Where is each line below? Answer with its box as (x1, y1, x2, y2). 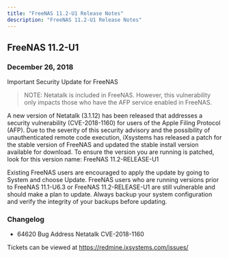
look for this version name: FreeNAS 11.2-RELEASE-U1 (7, 155, 159, 164)
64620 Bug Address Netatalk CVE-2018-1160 (16, 230, 145, 238)
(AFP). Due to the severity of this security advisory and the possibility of (7, 126, 211, 134)
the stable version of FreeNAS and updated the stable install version (7, 141, 199, 149)
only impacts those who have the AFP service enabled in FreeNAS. (23, 99, 213, 107)
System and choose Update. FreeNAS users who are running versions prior (7, 176, 219, 184)
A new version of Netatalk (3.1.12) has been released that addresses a (7, 112, 203, 120)
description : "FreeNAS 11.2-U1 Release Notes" (7, 16, 142, 23)
